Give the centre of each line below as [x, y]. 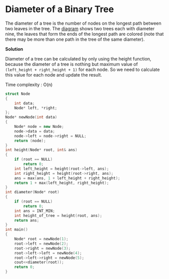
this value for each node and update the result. [54, 75]
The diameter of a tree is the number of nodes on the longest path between [83, 23]
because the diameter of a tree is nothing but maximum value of [72, 64]
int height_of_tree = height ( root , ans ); [58, 216]
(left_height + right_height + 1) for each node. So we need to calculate [82, 69]
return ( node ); [30, 141]
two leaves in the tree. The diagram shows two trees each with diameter [80, 28]
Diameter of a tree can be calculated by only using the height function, [78, 58]
